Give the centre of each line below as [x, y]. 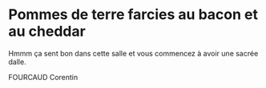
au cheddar [47, 31]
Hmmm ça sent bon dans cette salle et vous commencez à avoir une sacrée [133, 53]
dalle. [17, 62]
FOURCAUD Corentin [43, 77]
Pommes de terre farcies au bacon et [133, 15]
